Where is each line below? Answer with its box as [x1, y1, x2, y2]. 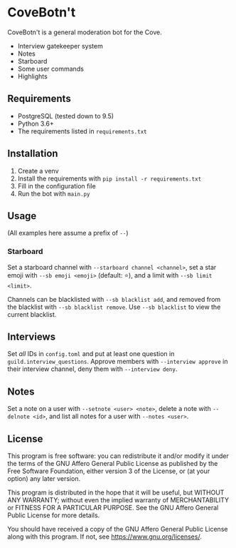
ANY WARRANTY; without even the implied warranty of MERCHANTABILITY [7, 496, 230, 504]
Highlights [17, 72, 48, 81]
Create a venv [17, 166, 59, 175]
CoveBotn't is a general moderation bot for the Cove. [7, 28, 162, 36]
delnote [7, 413, 31, 421]
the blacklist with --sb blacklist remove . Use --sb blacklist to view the [7, 303, 221, 311]
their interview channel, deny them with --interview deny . [7, 365, 178, 373]
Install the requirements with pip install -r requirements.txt [17, 174, 202, 183]
